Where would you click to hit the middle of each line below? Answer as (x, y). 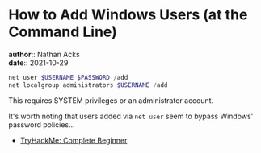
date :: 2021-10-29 (38, 63)
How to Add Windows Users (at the (128, 15)
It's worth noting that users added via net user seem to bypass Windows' (131, 116)
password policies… (42, 124)
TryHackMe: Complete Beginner (74, 140)
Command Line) (63, 32)
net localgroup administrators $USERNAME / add (88, 85)
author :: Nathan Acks (44, 54)
